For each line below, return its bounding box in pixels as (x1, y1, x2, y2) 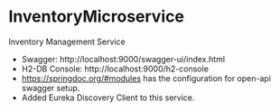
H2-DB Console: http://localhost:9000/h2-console (21, 63, 210, 74)
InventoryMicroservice (8, 6, 184, 27)
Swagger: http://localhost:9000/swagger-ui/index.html (21, 53, 226, 64)
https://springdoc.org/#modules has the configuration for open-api (21, 72, 272, 83)
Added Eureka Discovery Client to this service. (21, 92, 195, 103)
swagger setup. (21, 82, 80, 93)
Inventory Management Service (8, 36, 126, 47)
